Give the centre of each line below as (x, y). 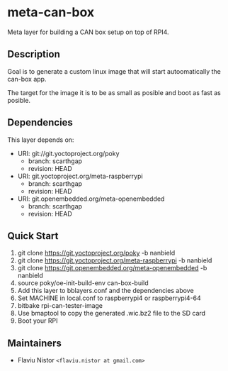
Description (34, 54)
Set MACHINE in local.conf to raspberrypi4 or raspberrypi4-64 (109, 298)
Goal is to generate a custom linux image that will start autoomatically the (114, 71)
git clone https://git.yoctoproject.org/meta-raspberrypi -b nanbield (115, 260)
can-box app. (27, 79)
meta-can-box (51, 12)
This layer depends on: (41, 140)
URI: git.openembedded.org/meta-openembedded (91, 199)
